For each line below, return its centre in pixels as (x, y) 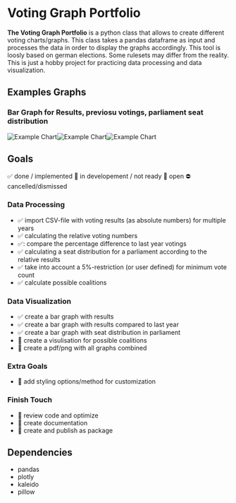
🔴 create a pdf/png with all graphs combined (82, 348)
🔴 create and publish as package (65, 430)
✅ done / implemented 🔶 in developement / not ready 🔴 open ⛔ (99, 176)
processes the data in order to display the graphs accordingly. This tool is (114, 47)
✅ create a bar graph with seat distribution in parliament (99, 333)
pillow (26, 492)
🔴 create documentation (52, 422)
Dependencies (40, 452)
